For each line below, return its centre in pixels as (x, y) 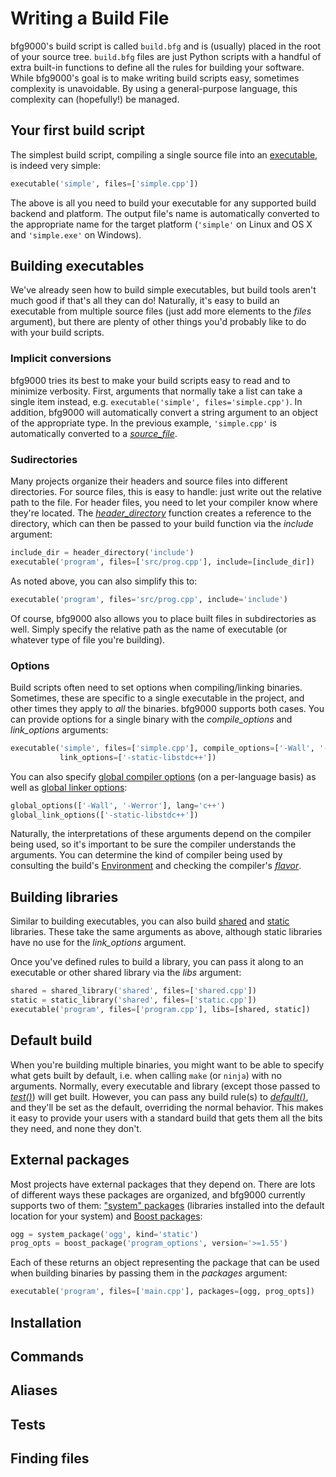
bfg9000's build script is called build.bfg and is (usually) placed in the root (166, 46)
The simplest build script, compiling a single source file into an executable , (164, 154)
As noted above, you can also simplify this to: (104, 581)
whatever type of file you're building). (88, 639)
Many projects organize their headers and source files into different (149, 481)
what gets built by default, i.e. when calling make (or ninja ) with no (146, 1075)
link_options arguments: (59, 729)
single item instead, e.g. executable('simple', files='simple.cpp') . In (156, 401)
